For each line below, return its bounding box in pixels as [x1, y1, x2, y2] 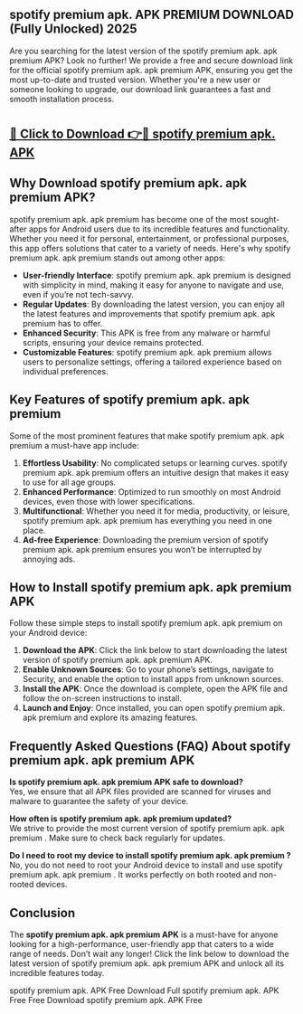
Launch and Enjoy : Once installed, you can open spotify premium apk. [22, 703, 286, 714]
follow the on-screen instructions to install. [22, 693, 183, 704]
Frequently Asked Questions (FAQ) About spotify [9, 738, 291, 753]
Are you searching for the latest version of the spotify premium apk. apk [9, 45, 278, 56]
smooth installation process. [9, 93, 115, 104]
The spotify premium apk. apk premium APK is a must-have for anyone [9, 929, 279, 940]
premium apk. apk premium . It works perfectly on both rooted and [9, 869, 258, 880]
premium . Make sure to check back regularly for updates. [9, 832, 226, 844]
